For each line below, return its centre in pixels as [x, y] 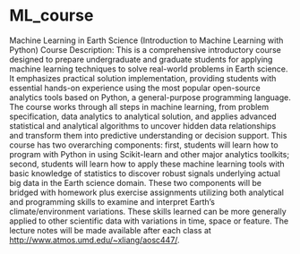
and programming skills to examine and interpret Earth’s [112, 201]
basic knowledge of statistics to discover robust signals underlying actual [145, 173]
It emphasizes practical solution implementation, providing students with [143, 78]
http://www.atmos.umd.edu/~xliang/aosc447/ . [95, 240]
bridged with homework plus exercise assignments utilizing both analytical [147, 192]
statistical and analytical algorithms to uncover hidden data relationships [143, 125]
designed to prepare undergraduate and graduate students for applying [141, 59]
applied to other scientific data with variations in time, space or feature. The [149, 221]
